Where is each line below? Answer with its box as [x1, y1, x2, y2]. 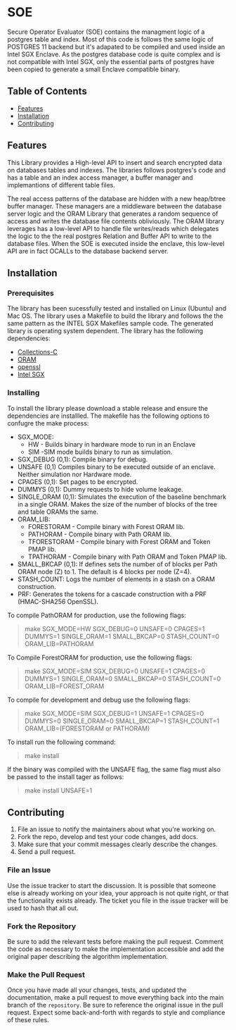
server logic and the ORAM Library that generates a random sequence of [7, 209, 218, 218]
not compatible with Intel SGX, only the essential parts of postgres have [7, 57, 215, 66]
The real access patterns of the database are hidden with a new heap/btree [7, 194, 226, 203]
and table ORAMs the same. [17, 507, 99, 516]
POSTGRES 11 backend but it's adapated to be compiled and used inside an [7, 42, 225, 51]
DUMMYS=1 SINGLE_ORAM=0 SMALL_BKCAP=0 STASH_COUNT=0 [24, 674, 221, 683]
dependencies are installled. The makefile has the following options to [7, 411, 210, 420]
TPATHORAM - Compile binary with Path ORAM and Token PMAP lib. [27, 552, 227, 561]
